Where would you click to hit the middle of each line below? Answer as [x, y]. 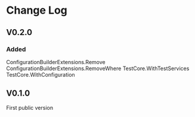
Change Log [37, 10]
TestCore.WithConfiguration [41, 74]
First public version [30, 107]
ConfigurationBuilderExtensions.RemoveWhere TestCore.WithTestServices [98, 68]
